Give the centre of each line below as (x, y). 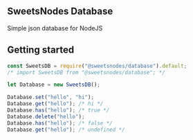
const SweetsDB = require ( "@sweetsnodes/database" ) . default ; (97, 66)
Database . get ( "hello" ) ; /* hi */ (55, 104)
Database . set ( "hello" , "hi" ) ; (51, 97)
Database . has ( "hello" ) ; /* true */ (58, 110)
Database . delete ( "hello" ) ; (46, 116)
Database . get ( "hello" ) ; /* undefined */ (66, 130)
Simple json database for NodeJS (55, 28)
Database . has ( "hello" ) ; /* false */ (60, 123)
